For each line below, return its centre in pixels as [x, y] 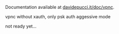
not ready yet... [21, 26]
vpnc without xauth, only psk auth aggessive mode [58, 17]
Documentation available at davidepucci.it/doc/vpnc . [60, 7]
